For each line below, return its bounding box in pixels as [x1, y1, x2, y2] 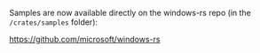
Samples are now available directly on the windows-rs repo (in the [9, 8, 251, 18]
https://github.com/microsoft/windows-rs [9, 34, 161, 44]
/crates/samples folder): [9, 17, 98, 27]
